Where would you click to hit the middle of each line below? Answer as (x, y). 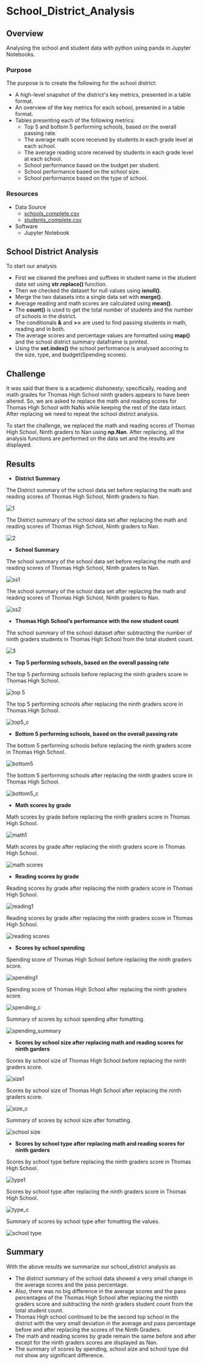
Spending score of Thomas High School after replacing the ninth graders (96, 989)
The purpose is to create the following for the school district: (81, 83)
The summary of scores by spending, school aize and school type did (102, 1349)
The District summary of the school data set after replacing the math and (96, 520)
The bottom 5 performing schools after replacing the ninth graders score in (99, 775)
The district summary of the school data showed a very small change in (104, 1278)
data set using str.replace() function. (61, 284)
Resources (22, 194)
